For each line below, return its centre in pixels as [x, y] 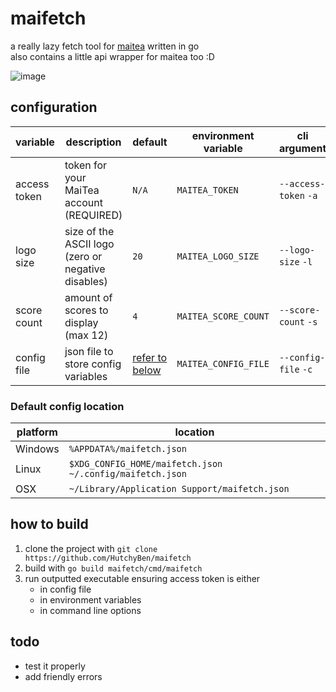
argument [302, 148]
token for [86, 165]
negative [85, 269]
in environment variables [90, 599]
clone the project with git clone [91, 548]
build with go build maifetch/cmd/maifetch [113, 568]
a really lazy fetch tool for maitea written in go [105, 46]
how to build [49, 524]
